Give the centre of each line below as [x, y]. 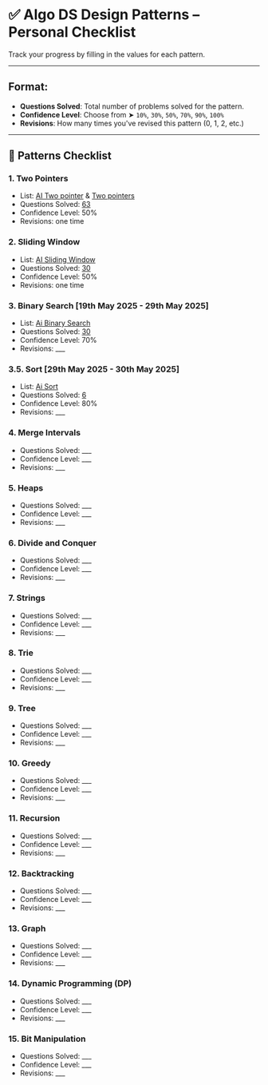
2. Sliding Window [44, 242]
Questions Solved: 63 [55, 205]
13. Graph [27, 928]
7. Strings [27, 598]
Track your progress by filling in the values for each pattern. [107, 54]
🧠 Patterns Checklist [60, 156]
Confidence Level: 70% [58, 340]
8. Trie [21, 653]
